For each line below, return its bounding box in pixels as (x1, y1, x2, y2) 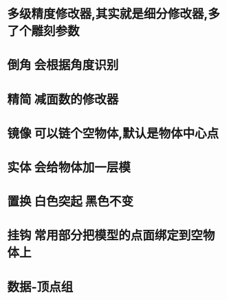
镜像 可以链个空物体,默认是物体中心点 (7, 125, 219, 141)
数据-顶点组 (7, 279, 74, 294)
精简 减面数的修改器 (7, 92, 119, 107)
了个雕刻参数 (7, 23, 80, 39)
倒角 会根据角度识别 (7, 58, 119, 73)
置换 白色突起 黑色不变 (7, 194, 134, 210)
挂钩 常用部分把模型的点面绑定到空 (7, 228, 203, 244)
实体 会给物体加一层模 (7, 160, 131, 175)
